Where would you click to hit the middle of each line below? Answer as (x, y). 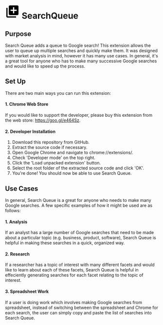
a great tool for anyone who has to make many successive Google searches (81, 61)
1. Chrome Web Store (27, 104)
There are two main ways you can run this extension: (58, 93)
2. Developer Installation (30, 131)
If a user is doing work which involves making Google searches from (74, 302)
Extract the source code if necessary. (50, 147)
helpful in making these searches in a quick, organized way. (65, 243)
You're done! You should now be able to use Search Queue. (72, 173)
